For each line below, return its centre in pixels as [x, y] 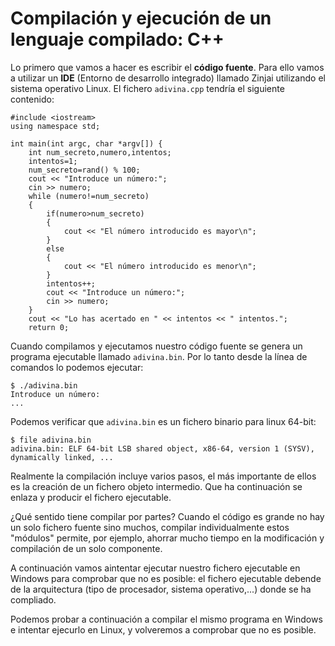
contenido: [32, 99]
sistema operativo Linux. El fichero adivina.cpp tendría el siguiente [147, 88]
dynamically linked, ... [62, 457]
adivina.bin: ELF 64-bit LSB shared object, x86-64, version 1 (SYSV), [162, 448]
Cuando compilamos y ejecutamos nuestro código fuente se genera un [156, 346]
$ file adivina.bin [51, 440]
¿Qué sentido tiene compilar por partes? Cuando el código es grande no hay [167, 516]
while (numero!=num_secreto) [89, 196]
